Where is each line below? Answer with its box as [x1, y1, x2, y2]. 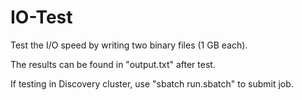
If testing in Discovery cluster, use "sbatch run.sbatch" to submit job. [10, 77, 294, 90]
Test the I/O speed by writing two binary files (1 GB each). [10, 39, 248, 51]
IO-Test [10, 6, 73, 29]
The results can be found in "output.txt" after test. [10, 58, 216, 70]
